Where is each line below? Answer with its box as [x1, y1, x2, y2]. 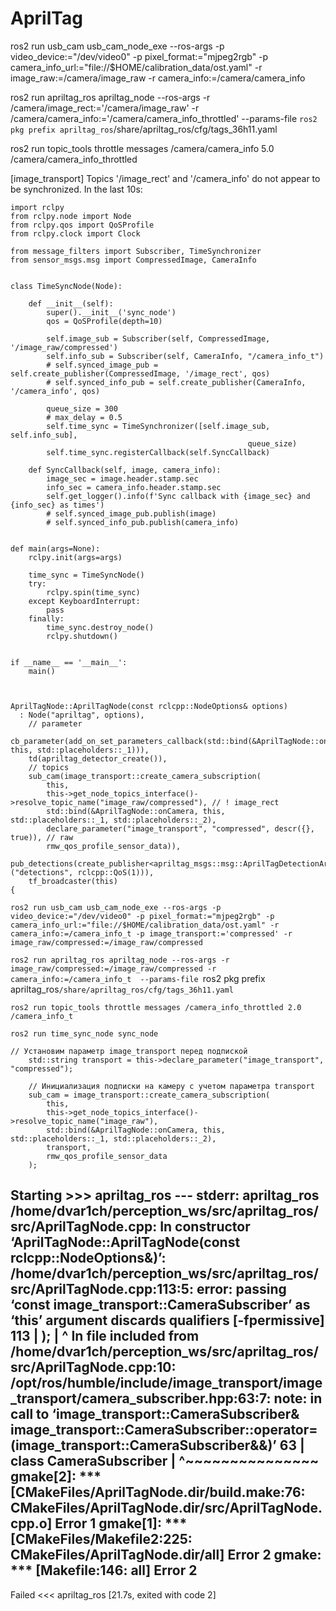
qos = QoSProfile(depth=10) [46, 316, 163, 326]
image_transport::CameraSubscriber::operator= [10, 1422, 318, 1439]
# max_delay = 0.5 [46, 412, 123, 422]
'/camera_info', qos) [10, 386, 101, 396]
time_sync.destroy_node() [46, 622, 155, 632]
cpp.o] [10, 1515, 53, 1532]
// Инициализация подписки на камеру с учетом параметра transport [28, 1081, 315, 1091]
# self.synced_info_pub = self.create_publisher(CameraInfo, [46, 377, 307, 387]
